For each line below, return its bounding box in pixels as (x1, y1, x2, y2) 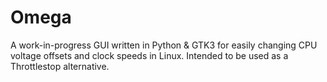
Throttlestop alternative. (10, 60, 110, 72)
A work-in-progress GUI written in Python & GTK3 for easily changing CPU (10, 39, 318, 51)
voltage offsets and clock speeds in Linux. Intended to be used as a (10, 49, 289, 61)
